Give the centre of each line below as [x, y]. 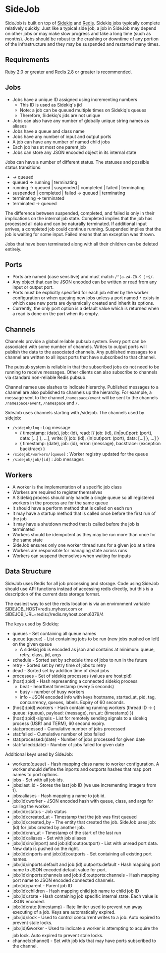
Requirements [27, 60]
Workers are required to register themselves [57, 492]
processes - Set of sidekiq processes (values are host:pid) [72, 676]
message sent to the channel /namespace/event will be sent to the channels [82, 398]
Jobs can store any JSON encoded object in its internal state [74, 152]
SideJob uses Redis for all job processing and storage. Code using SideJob [82, 583]
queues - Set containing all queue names [54, 633]
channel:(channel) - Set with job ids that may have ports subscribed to [84, 941]
